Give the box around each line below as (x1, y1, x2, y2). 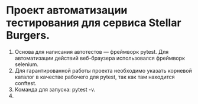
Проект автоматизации (6, 4, 128, 17)
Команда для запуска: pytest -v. (14, 86, 96, 93)
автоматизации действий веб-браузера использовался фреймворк (14, 54, 185, 61)
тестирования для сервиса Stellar (6, 16, 181, 30)
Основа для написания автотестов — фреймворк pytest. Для (14, 48, 169, 55)
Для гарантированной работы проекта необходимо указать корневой (14, 67, 192, 74)
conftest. (14, 79, 37, 86)
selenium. (14, 60, 39, 68)
